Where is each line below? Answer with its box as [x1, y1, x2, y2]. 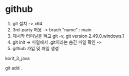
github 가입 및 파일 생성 [12, 45, 59, 51]
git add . [5, 65, 22, 71]
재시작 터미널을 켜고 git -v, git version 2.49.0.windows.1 [12, 33, 124, 39]
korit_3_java [5, 55, 30, 61]
